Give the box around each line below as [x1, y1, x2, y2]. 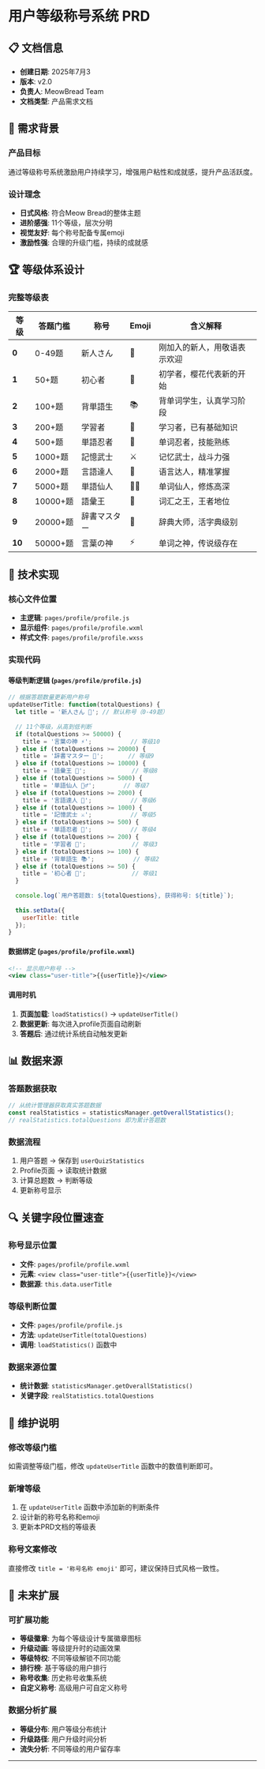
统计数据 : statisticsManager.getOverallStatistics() [19, 1381, 193, 1391]
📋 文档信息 [8, 41, 64, 54]
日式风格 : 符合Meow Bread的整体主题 [19, 208, 142, 217]
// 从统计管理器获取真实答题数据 [8, 1102, 101, 1110]
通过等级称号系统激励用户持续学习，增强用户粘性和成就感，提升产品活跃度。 [8, 167, 257, 176]
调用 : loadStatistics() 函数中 [19, 1340, 118, 1350]
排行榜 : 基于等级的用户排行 [19, 1663, 107, 1673]
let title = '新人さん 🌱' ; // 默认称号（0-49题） [15, 708, 169, 716]
